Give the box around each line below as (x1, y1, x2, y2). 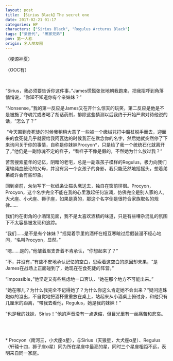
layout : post (5, 7, 33, 13)
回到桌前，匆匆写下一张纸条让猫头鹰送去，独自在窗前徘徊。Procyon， (5, 183, 154, 189)
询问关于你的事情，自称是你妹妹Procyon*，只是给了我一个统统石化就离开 (9, 141, 165, 148)
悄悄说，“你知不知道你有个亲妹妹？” (5, 94, 82, 100)
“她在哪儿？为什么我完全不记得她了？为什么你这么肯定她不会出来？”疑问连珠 (5, 286, 167, 293)
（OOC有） (5, 66, 29, 73)
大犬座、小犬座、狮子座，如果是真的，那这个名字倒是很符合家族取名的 (5, 195, 154, 202)
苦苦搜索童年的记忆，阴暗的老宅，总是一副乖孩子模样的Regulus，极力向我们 (5, 159, 167, 165)
